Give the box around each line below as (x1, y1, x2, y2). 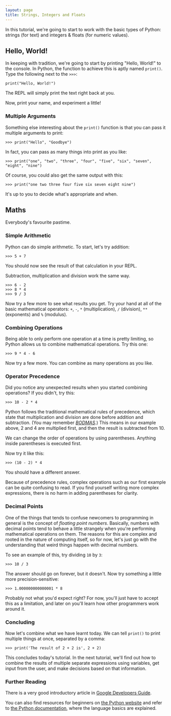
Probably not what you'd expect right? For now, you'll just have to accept (5, 595, 159, 601)
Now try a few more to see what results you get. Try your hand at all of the (5, 300, 162, 306)
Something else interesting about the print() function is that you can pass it (5, 124, 166, 131)
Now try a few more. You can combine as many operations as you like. (5, 360, 154, 366)
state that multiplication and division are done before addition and (5, 414, 144, 420)
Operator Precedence (5, 372, 60, 380)
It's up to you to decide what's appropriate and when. (5, 191, 118, 197)
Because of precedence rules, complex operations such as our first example (5, 479, 166, 486)
